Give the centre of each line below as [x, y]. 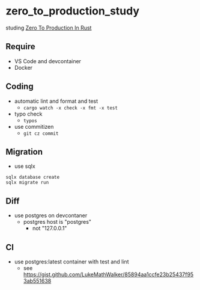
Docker [23, 67]
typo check [28, 114]
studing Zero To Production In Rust [49, 28]
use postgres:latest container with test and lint [71, 262]
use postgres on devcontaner [51, 215]
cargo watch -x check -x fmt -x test [71, 108]
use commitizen [34, 126]
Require [20, 47]
